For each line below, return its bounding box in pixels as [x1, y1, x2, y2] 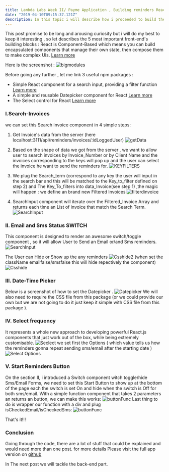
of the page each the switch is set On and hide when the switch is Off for [5, 385, 157, 391]
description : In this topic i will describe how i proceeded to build [5, 17, 156, 22]
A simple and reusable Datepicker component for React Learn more [12, 92, 152, 99]
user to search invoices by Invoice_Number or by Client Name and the [12, 152, 158, 158]
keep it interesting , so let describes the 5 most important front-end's [5, 36, 148, 42]
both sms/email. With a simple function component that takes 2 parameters [5, 390, 161, 397]
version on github [5, 451, 42, 457]
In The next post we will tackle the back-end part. [5, 461, 108, 467]
